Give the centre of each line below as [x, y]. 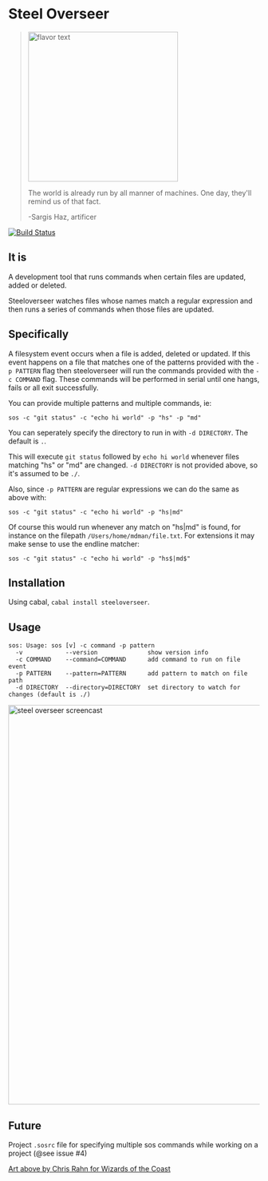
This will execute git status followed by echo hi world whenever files [124, 456]
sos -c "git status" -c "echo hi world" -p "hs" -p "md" [105, 418]
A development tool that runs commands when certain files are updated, [127, 276]
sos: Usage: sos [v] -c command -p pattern [82, 646]
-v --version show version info [112, 653]
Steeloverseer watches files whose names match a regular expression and [130, 300]
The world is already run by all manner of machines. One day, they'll [140, 193]
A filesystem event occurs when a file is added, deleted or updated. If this [130, 353]
